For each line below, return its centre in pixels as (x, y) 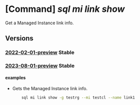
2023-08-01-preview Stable (40, 66)
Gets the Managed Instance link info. (50, 89)
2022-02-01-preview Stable (40, 52)
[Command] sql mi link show (65, 9)
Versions (19, 38)
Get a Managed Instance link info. (39, 23)
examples (15, 77)
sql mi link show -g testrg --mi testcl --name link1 (78, 98)
